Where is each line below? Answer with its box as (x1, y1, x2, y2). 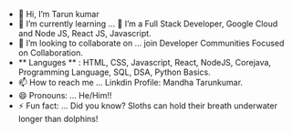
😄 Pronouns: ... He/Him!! (17, 90, 112, 100)
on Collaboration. (17, 47, 84, 58)
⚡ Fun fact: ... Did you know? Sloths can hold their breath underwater (17, 100, 278, 111)
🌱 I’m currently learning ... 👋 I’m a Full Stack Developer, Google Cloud (17, 18, 278, 29)
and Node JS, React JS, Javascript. (17, 28, 152, 38)
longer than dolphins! (17, 114, 99, 124)
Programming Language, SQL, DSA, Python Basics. (17, 66, 212, 77)
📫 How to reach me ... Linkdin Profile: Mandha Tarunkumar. (17, 77, 244, 87)
